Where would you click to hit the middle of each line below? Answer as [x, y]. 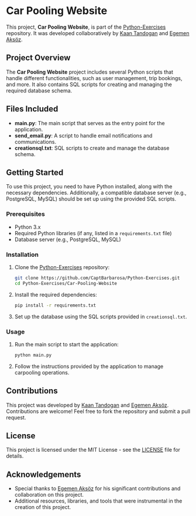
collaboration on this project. [49, 495]
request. [16, 417]
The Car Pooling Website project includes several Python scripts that [90, 72]
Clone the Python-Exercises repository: [62, 267]
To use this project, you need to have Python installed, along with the [89, 187]
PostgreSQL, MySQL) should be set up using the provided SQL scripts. [91, 199]
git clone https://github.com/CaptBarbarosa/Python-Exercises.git [97, 278]
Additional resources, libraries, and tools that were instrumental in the [98, 501]
